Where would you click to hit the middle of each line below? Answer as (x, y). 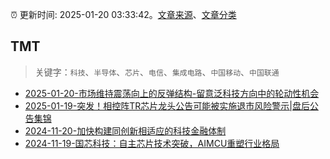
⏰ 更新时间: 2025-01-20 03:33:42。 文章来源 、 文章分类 (123, 14)
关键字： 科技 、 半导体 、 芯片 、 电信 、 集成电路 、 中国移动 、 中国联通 (157, 72)
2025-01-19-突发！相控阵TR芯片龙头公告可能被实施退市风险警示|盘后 (167, 105)
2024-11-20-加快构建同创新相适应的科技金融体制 (125, 130)
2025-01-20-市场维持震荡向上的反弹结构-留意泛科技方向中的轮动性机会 (172, 93)
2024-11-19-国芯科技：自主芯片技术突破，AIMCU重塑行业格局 (152, 143)
